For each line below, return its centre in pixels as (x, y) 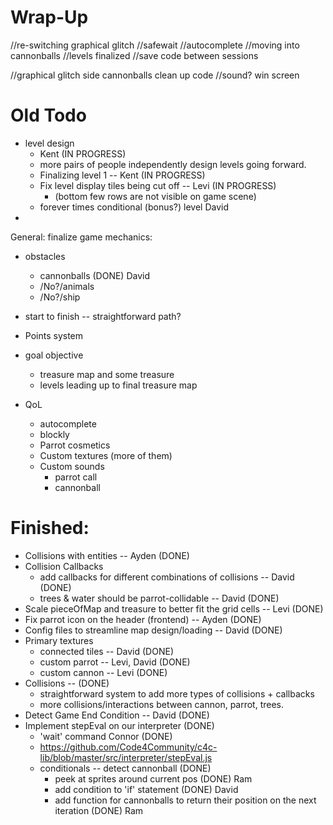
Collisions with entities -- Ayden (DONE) (107, 555)
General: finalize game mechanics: (81, 237)
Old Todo (48, 115)
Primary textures (59, 640)
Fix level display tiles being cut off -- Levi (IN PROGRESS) (158, 185)
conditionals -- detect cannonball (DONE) (125, 768)
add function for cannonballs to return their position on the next (185, 800)
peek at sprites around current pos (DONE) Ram (153, 778)
